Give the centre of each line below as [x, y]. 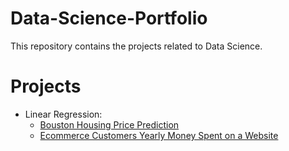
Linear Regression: [63, 114]
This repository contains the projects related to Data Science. [136, 46]
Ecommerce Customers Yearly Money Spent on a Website [159, 135]
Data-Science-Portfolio [109, 18]
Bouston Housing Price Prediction [109, 124]
